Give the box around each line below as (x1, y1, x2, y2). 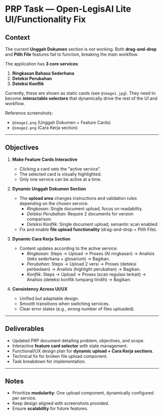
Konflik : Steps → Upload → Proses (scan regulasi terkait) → (26, 271, 146, 277)
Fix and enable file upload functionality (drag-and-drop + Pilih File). (19, 226, 158, 232)
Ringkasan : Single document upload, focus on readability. (26, 205, 143, 211)
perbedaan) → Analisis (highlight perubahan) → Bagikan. (26, 266, 141, 272)
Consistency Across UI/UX (12, 286, 68, 292)
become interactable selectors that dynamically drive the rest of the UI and (5, 95, 158, 101)
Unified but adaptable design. (19, 295, 80, 301)
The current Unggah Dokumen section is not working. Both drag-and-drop (5, 46, 157, 52)
